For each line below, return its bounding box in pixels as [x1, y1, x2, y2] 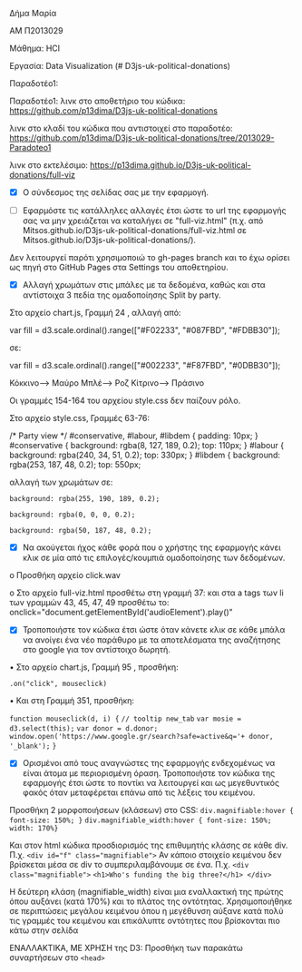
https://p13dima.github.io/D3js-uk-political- [90, 160, 251, 171]
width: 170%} [9, 824, 59, 833]
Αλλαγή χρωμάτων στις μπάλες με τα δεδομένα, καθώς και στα [22, 280, 266, 290]
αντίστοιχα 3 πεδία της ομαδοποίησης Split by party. [22, 290, 221, 300]
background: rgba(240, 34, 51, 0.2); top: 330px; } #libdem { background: [9, 449, 281, 461]
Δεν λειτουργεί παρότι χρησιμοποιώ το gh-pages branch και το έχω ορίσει [9, 252, 290, 263]
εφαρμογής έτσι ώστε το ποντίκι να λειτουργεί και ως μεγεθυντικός [22, 778, 279, 789]
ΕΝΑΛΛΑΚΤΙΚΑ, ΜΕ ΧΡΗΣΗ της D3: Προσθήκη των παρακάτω [9, 943, 243, 954]
